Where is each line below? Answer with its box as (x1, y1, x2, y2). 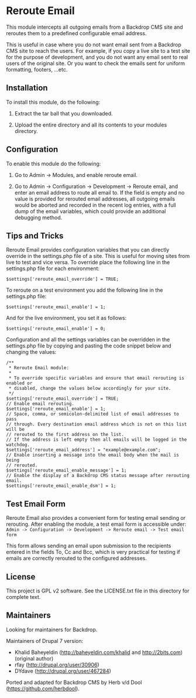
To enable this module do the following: (6, 160, 101, 167)
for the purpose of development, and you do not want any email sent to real (6, 53, 188, 60)
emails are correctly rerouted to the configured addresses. (6, 555, 147, 562)
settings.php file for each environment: (6, 265, 100, 272)
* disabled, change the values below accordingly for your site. (8, 386, 171, 391)
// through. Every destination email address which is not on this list (6, 421, 187, 427)
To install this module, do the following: (6, 98, 101, 105)
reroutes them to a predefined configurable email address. (6, 29, 147, 36)
